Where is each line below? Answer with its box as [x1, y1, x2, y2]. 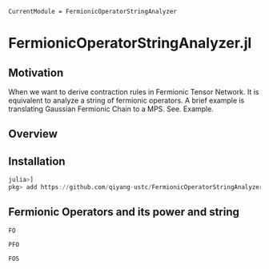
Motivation [8, 66, 64, 79]
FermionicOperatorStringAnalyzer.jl [8, 34, 252, 52]
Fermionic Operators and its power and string [8, 205, 240, 219]
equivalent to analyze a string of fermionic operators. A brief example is [8, 96, 245, 105]
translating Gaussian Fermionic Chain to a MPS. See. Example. [8, 104, 214, 114]
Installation [8, 155, 66, 168]
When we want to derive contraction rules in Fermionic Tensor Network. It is [8, 87, 259, 96]
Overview [8, 127, 58, 141]
